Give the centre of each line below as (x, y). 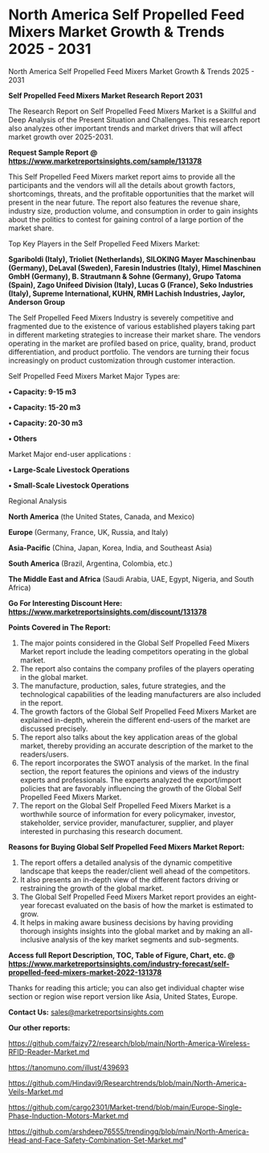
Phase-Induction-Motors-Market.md (68, 1116)
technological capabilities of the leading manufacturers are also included (140, 694)
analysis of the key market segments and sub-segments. (145, 939)
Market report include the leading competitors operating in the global (134, 651)
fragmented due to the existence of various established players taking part (132, 326)
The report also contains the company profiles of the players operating (137, 668)
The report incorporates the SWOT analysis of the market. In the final (134, 762)
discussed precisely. (54, 728)
